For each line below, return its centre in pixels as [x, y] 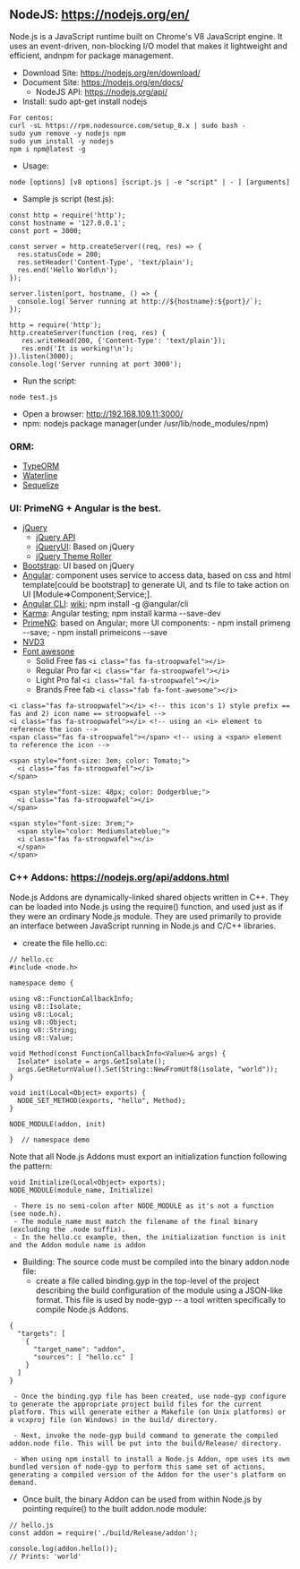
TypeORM [41, 466]
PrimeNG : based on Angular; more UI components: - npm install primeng [156, 623]
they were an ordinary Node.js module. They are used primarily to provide [146, 916]
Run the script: [49, 381]
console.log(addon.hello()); [64, 1548]
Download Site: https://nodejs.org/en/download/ [111, 73]
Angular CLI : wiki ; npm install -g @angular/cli [105, 604]
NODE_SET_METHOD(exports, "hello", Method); [102, 1100]
